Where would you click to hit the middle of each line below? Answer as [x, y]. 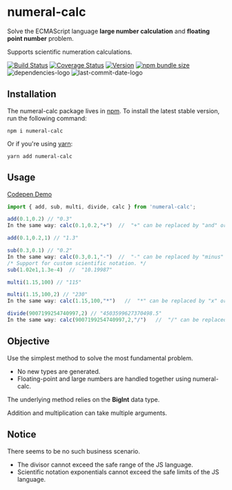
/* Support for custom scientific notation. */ [77, 263]
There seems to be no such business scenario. [74, 451]
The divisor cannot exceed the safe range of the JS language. [105, 464]
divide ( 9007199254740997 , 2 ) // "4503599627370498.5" [85, 314]
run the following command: [47, 118]
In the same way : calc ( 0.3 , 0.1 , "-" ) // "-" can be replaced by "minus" [116, 257]
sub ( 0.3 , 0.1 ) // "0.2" [40, 251]
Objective [29, 341]
